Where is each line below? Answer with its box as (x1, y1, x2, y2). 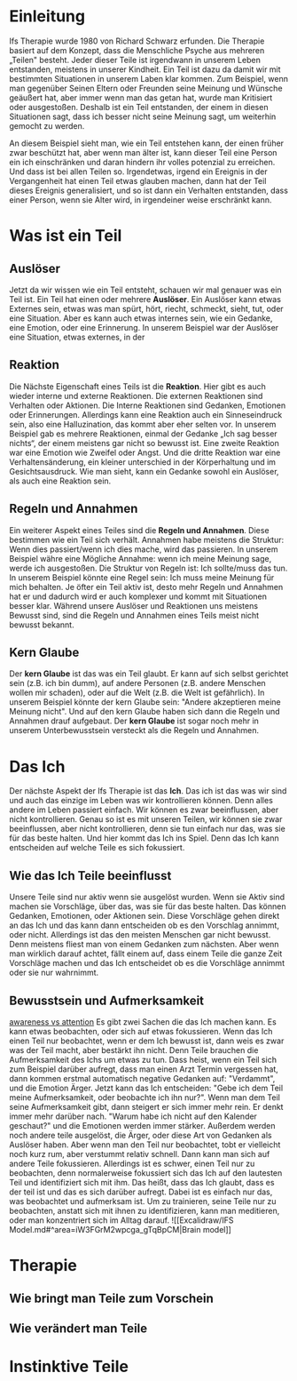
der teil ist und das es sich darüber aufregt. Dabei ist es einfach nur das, (9, 1186, 273, 1197)
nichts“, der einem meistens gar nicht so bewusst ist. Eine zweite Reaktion (9, 437, 279, 448)
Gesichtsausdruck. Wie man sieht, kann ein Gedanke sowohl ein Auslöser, (9, 466, 279, 476)
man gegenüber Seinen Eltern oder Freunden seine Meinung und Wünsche (9, 83, 283, 93)
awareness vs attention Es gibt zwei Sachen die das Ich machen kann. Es (9, 1016, 277, 1027)
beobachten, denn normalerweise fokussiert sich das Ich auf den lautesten (9, 1167, 283, 1178)
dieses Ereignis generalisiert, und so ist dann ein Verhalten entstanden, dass (9, 185, 288, 196)
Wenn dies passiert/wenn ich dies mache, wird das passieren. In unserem (9, 544, 278, 555)
